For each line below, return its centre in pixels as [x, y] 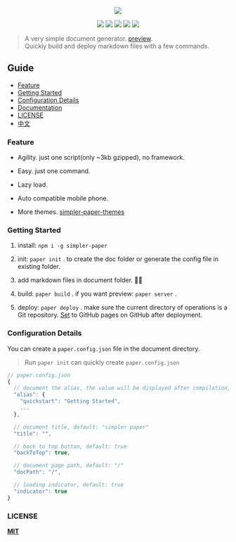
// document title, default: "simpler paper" [81, 427]
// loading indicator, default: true [69, 485]
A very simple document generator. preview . [88, 38]
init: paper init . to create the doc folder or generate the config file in [118, 259]
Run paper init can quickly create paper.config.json [102, 362]
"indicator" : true [41, 491]
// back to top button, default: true [71, 446]
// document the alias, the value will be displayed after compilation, [122, 388]
